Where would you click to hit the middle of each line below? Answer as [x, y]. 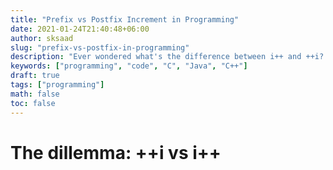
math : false [35, 94]
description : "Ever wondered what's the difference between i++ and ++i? [167, 57]
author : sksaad [42, 38]
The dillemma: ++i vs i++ [116, 152]
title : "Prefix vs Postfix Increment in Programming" [125, 19]
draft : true [35, 76]
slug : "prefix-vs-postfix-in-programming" [100, 47]
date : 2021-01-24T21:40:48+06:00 [80, 29]
